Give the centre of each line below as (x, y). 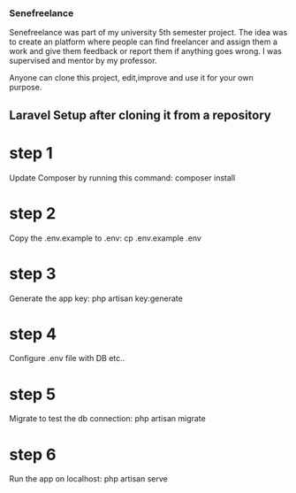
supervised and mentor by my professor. (83, 61)
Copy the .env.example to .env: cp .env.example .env (105, 238)
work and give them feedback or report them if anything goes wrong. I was (146, 51)
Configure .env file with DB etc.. (67, 358)
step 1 (31, 153)
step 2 (33, 213)
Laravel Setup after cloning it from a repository (140, 115)
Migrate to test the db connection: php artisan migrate (107, 419)
